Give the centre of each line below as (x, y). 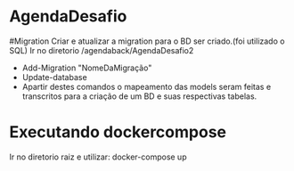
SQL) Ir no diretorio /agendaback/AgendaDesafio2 (102, 50)
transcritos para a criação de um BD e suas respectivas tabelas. (139, 96)
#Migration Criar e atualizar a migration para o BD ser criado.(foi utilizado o (147, 41)
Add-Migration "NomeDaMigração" (87, 68)
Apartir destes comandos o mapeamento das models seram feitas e (147, 86)
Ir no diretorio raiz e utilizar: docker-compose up (98, 157)
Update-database (54, 77)
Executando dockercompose (118, 132)
